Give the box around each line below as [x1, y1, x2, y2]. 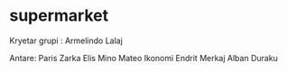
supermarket [9, 5, 109, 26]
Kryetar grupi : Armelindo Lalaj [9, 35, 124, 46]
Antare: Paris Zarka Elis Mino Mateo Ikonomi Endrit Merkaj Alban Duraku [9, 52, 278, 63]
